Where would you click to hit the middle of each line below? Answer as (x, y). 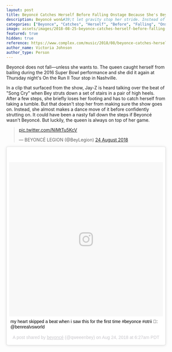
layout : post (20, 10)
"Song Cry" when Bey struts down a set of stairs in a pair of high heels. (80, 93)
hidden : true (20, 39)
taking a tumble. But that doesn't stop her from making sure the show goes (84, 104)
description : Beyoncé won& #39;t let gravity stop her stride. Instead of (86, 19)
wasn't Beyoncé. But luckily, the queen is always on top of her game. (78, 120)
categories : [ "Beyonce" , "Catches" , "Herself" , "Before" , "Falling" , (81, 24)
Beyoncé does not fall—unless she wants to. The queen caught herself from (85, 67)
